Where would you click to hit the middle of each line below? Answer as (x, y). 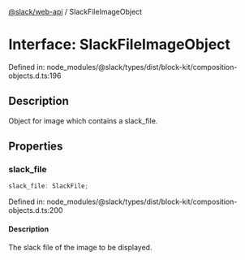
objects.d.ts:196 (35, 76)
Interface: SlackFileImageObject (120, 45)
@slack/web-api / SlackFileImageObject (75, 12)
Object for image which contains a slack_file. (83, 120)
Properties (36, 147)
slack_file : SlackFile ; (49, 186)
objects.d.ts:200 (36, 210)
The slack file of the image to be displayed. (80, 247)
